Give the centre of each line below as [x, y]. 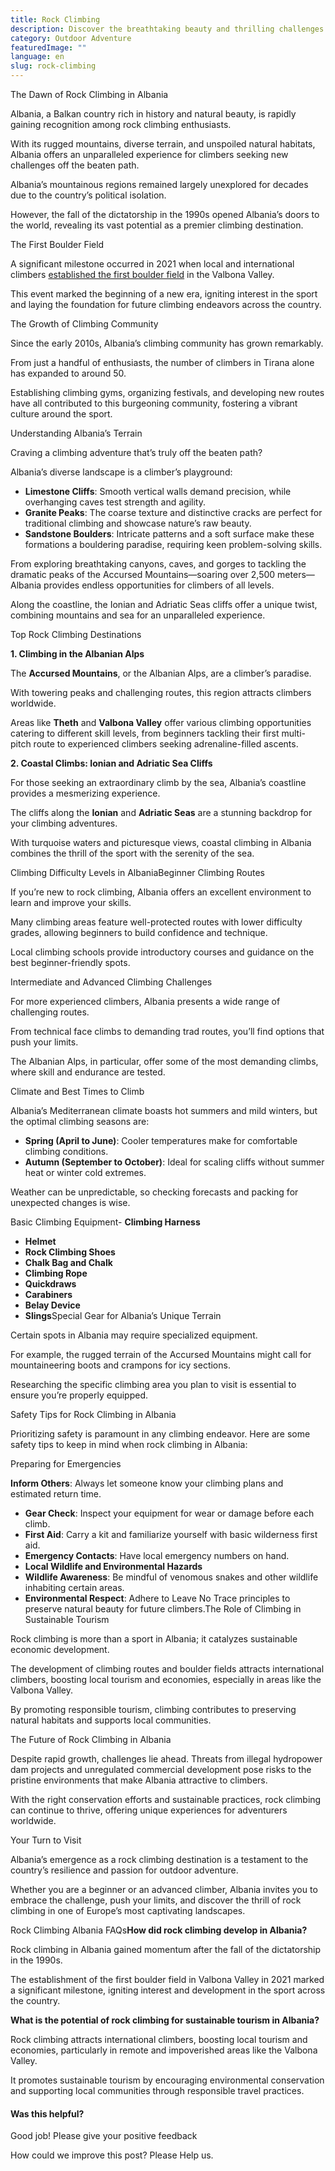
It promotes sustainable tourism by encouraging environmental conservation [167, 2080]
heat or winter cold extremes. [85, 1172]
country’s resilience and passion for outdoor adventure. [124, 1870]
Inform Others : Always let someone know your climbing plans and [147, 1483]
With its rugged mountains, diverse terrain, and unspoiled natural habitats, [163, 144]
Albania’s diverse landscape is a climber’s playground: [121, 472]
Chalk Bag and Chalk [68, 1262]
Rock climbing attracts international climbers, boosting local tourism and [159, 2039]
